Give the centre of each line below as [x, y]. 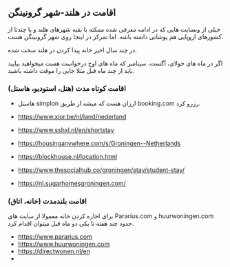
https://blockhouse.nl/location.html [67, 157]
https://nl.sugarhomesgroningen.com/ [72, 184]
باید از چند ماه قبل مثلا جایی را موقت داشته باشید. [71, 70]
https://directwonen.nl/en [54, 251]
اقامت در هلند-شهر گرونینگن [62, 13]
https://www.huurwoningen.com [64, 244]
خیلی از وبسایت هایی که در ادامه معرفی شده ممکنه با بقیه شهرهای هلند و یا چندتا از [114, 29]
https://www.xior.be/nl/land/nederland [72, 117]
